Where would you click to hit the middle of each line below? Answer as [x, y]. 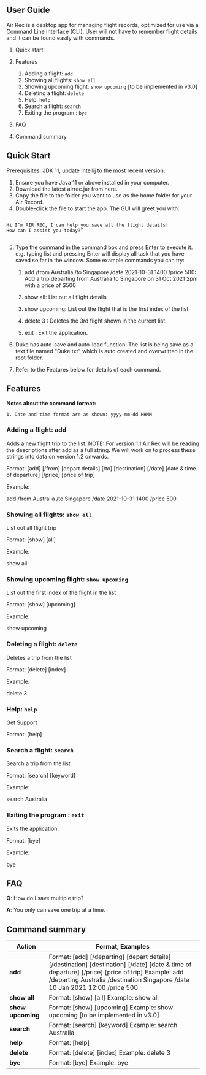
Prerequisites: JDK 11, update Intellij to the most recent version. [86, 170]
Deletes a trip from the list [39, 657]
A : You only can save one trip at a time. [56, 910]
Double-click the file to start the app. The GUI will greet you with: [97, 208]
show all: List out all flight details [66, 297]
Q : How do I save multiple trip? [45, 898]
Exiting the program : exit [45, 815]
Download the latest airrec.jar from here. [66, 189]
